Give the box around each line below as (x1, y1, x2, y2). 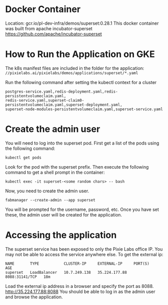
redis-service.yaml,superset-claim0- (5, 98, 85, 103)
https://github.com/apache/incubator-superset (5, 31, 102, 37)
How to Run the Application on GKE (5, 49, 155, 60)
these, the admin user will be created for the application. (5, 211, 122, 217)
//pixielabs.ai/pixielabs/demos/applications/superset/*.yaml (5, 70, 138, 75)
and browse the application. (5, 293, 63, 300)
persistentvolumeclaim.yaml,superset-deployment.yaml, (5, 102, 123, 107)
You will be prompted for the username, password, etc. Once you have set (5, 206, 159, 212)
